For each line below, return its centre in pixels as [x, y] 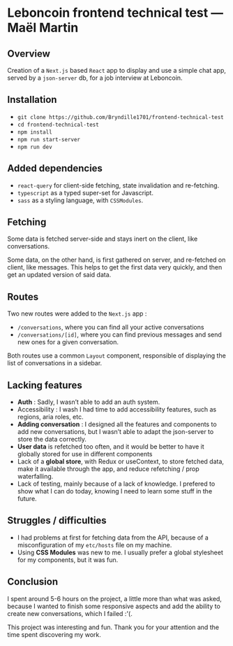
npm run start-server [48, 139]
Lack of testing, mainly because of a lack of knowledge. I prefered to [116, 484]
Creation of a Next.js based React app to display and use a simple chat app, [117, 70]
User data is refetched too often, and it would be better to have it [111, 447]
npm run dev [35, 147]
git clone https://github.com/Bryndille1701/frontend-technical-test [121, 117]
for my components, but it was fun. [68, 560]
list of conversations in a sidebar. [55, 363]
